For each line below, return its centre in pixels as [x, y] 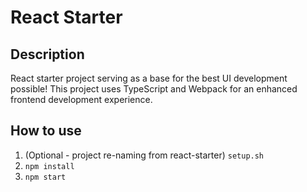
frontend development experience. [81, 99]
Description [47, 54]
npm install [49, 166]
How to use [46, 131]
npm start [45, 177]
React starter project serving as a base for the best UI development [149, 78]
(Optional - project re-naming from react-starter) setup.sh [144, 155]
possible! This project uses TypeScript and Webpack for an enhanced [154, 89]
